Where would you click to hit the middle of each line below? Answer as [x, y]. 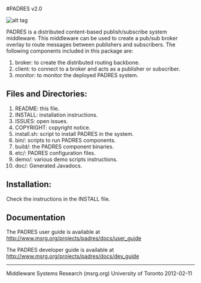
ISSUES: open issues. [41, 121]
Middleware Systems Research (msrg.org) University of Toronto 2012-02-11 [99, 273]
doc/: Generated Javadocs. [48, 165]
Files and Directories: [47, 94]
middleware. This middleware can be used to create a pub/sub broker [92, 38]
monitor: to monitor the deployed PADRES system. [77, 75]
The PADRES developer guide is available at [60, 250]
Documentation [36, 218]
